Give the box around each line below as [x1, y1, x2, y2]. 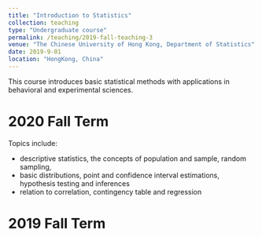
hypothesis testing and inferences [19, 178, 130, 188]
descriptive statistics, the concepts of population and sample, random [19, 154, 246, 163]
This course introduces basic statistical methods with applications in [8, 76, 230, 86]
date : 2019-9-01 [8, 48, 61, 56]
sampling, [19, 162, 52, 171]
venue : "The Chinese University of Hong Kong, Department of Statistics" [8, 41, 256, 49]
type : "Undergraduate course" [8, 26, 108, 34]
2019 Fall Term [8, 215, 106, 232]
